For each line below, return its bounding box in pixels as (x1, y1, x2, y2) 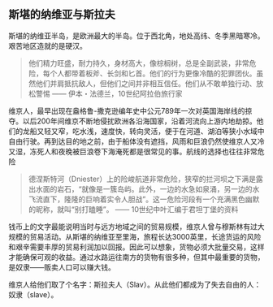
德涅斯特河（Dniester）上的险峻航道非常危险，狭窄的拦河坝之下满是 (28, 174, 256, 184)
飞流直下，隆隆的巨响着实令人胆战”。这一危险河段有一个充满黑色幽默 (28, 194, 260, 204)
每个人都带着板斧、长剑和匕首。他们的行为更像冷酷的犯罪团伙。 (42, 68, 257, 78)
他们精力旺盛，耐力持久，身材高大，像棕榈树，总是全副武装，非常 (28, 58, 249, 67)
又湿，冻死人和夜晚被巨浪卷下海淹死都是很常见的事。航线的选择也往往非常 (8, 146, 258, 156)
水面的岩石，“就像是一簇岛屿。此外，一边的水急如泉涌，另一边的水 (35, 184, 260, 193)
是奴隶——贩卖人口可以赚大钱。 (8, 262, 115, 272)
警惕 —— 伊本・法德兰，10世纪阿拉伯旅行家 (35, 89, 183, 98)
